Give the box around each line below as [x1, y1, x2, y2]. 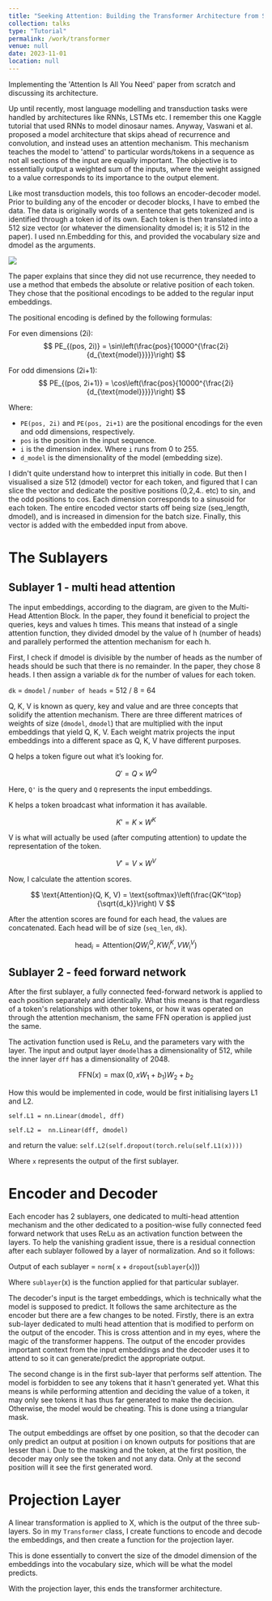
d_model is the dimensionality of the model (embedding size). [19, 452, 223, 463]
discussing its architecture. [8, 88, 99, 97]
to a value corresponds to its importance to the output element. [8, 172, 219, 183]
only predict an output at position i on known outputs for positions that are [8, 1436, 256, 1446]
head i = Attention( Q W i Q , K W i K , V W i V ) [74, 938, 198, 952]
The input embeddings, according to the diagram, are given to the [8, 602, 228, 612]
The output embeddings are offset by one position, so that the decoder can [8, 1427, 260, 1437]
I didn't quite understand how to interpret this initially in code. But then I [8, 468, 247, 478]
